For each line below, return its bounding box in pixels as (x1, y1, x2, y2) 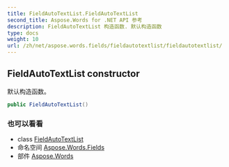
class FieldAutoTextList (17, 134, 84, 143)
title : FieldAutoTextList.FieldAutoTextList (7, 10, 139, 17)
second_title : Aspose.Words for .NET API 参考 (7, 17, 143, 24)
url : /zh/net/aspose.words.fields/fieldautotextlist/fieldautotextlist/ (7, 42, 223, 49)
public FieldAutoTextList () (7, 101, 89, 108)
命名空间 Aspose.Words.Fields (17, 143, 105, 151)
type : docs (7, 29, 39, 37)
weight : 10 (7, 36, 39, 43)
